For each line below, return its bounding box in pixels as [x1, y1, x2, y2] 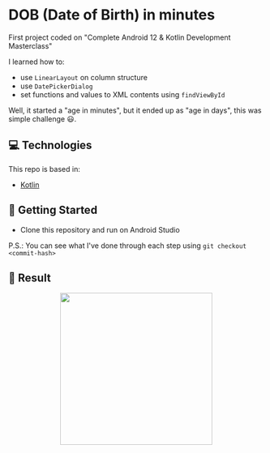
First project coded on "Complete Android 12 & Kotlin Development [8, 32, 231, 42]
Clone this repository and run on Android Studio [19, 224, 180, 234]
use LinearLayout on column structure [19, 72, 148, 82]
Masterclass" [8, 41, 53, 50]
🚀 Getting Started [8, 203, 98, 217]
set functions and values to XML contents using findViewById [19, 89, 225, 99]
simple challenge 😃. [8, 113, 77, 123]
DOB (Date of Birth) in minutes [8, 6, 216, 24]
